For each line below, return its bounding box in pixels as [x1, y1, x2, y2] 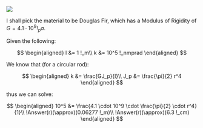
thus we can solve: [6, 91, 53, 98]
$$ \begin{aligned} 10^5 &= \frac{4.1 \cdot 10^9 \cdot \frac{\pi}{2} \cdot [6, 103, 186, 110]
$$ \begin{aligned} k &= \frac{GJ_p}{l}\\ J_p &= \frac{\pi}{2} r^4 [22, 72, 182, 80]
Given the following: [6, 37, 56, 45]
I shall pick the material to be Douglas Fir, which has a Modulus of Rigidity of [6, 17, 197, 24]
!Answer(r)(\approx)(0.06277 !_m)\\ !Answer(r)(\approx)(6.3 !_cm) [25, 109, 190, 116]
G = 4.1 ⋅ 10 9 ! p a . [6, 24, 46, 33]
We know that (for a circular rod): [6, 61, 89, 68]
